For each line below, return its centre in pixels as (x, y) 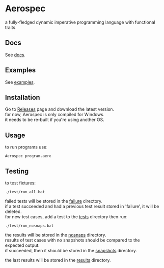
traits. (11, 27)
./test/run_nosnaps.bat (29, 226)
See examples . (20, 82)
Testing (17, 171)
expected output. (23, 245)
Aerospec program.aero (28, 156)
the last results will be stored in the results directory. (58, 260)
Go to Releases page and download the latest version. (60, 109)
